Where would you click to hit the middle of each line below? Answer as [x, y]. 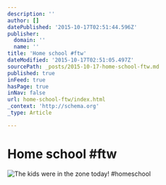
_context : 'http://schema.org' [53, 106]
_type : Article [30, 113]
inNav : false [26, 93]
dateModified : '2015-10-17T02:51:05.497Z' [71, 60]
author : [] [23, 21]
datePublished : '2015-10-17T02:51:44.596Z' [72, 27]
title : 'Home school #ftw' [47, 54]
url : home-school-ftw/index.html [57, 100]
